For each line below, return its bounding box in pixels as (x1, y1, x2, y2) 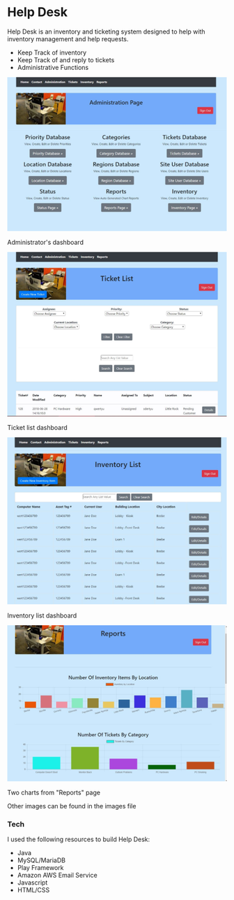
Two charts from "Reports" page (7, 788, 101, 797)
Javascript (17, 878, 48, 887)
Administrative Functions (17, 63, 89, 71)
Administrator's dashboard (7, 238, 84, 246)
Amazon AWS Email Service (17, 871, 97, 879)
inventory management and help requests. (7, 34, 129, 43)
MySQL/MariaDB (17, 856, 66, 864)
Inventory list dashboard (7, 611, 77, 620)
